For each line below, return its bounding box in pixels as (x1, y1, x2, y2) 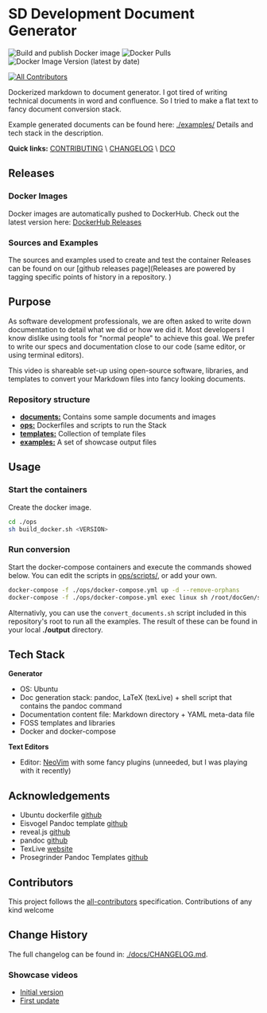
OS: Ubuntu (19, 684, 58, 694)
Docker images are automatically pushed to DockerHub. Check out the (8, 209, 240, 218)
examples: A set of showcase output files (19, 437, 157, 447)
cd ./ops (8, 518, 37, 526)
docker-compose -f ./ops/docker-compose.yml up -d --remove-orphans (8, 586, 240, 594)
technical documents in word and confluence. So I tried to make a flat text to (8, 96, 258, 105)
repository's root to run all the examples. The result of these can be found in (8, 616, 258, 626)
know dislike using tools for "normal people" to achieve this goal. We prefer (8, 333, 255, 342)
